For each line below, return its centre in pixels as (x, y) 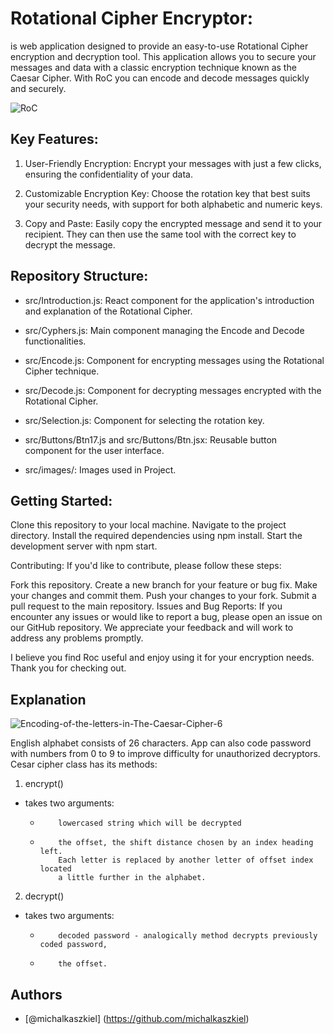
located (55, 869)
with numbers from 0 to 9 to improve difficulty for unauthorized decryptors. (165, 754)
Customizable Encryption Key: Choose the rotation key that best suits (167, 193)
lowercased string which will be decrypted (150, 823)
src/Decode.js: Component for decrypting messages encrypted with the (173, 390)
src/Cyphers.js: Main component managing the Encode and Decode (164, 330)
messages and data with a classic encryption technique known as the (153, 67)
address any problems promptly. (77, 638)
